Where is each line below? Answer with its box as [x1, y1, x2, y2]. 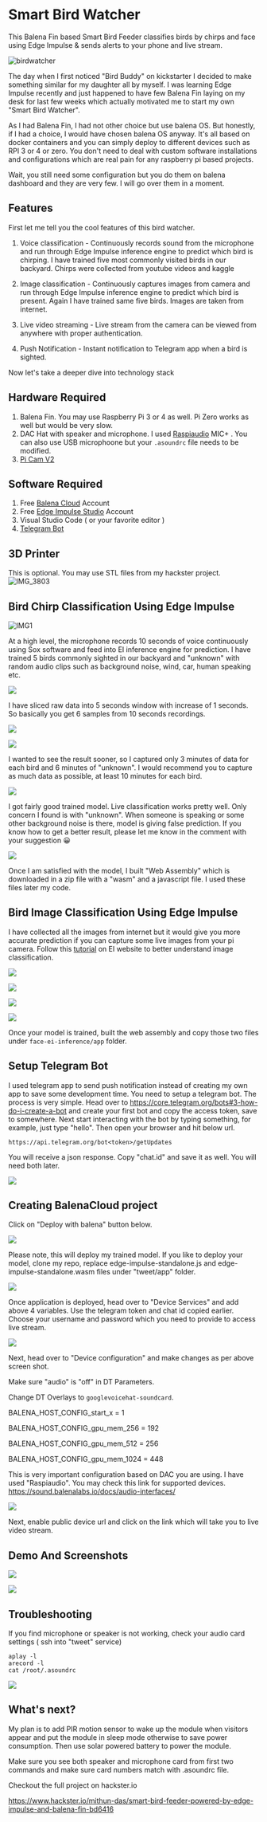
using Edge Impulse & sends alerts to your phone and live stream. [8, 40, 223, 49]
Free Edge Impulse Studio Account [19, 507, 133, 516]
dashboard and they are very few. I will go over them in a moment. [8, 178, 225, 188]
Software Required [8, 477, 103, 491]
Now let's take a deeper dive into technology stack [8, 367, 175, 377]
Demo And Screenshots [8, 1549, 129, 1562]
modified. [19, 446, 52, 455]
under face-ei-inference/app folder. [8, 1036, 127, 1046]
